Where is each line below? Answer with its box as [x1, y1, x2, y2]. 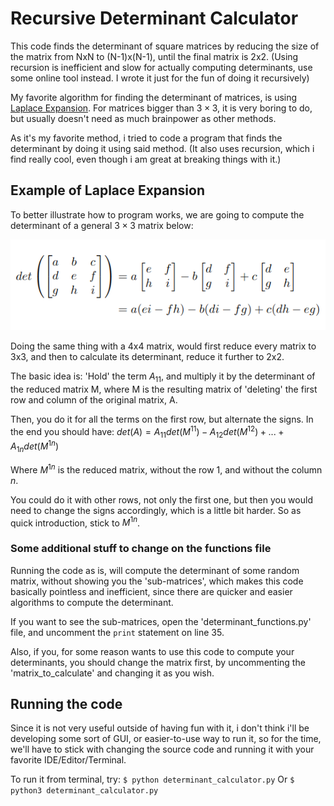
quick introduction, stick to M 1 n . [10, 515, 141, 529]
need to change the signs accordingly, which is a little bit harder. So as [10, 504, 302, 516]
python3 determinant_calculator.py [10, 786, 159, 796]
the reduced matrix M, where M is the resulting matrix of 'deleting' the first [10, 383, 318, 395]
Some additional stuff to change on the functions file [10, 542, 272, 556]
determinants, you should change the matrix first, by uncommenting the [10, 656, 306, 668]
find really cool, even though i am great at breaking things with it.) [10, 153, 282, 165]
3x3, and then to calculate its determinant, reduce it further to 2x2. [10, 351, 285, 363]
